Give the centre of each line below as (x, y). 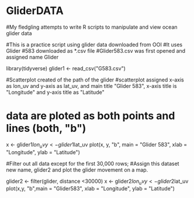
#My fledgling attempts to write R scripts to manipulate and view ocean (92, 27)
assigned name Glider (32, 57)
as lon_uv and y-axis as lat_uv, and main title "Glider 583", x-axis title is (91, 86)
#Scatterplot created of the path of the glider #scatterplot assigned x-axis (95, 80)
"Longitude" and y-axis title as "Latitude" (55, 92)
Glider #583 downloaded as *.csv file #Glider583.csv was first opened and (96, 50)
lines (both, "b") (46, 129)
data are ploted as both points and (91, 116)
